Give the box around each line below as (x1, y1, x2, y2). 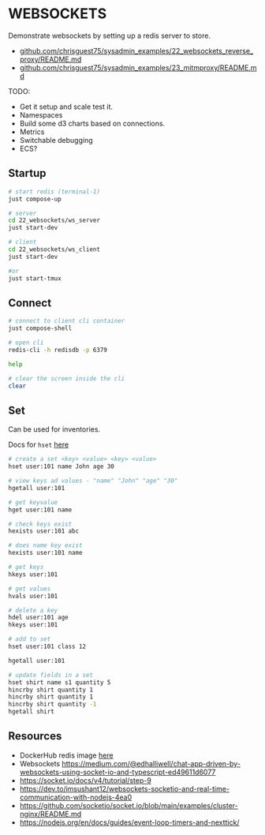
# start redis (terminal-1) (8, 187, 101, 196)
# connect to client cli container (8, 317, 125, 325)
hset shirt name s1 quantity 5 (8, 678, 111, 687)
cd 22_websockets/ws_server (8, 216, 101, 225)
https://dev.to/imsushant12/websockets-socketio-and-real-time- (19, 784, 230, 793)
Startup (8, 167, 47, 180)
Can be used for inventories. (8, 425, 101, 434)
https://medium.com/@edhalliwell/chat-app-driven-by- (62, 758, 241, 768)
